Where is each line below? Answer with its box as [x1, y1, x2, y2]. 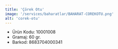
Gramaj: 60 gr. [12, 34, 41, 40]
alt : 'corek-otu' [5, 16, 40, 21]
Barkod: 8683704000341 [12, 39, 63, 45]
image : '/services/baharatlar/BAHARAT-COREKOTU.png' [5, 12, 114, 16]
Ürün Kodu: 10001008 [12, 29, 56, 35]
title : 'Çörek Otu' [5, 7, 45, 12]
